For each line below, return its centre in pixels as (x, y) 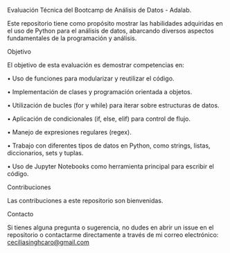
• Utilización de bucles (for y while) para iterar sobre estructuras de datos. (113, 105)
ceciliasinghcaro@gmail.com (48, 242)
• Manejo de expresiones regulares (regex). (69, 132)
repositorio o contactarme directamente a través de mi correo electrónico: (113, 235)
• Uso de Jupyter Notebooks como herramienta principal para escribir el (111, 166)
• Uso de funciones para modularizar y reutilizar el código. (91, 78)
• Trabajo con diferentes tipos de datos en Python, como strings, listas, (109, 146)
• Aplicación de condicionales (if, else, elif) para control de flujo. (99, 119)
